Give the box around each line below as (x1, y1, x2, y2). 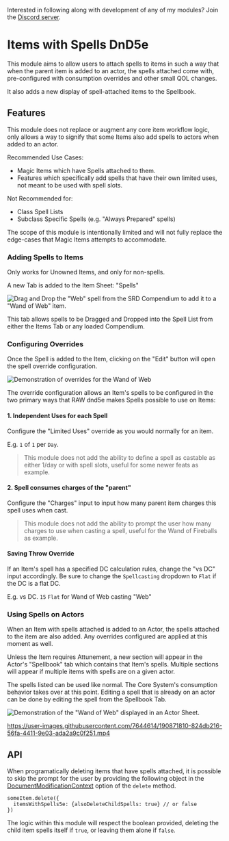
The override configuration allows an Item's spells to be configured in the (7, 389, 214, 397)
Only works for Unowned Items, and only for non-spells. (7, 268, 165, 276)
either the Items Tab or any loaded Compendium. (7, 322, 146, 331)
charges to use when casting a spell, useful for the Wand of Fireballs (23, 526, 217, 534)
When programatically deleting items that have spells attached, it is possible (7, 767, 221, 775)
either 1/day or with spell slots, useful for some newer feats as (23, 461, 199, 469)
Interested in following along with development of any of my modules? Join (7, 6, 219, 14)
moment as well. (7, 640, 53, 648)
